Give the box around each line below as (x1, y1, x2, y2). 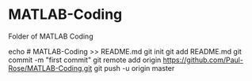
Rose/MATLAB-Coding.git (8, 63, 93, 72)
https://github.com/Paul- (162, 55, 244, 64)
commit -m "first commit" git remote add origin (8, 55, 162, 64)
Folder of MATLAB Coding (8, 31, 94, 41)
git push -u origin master (94, 63, 175, 72)
